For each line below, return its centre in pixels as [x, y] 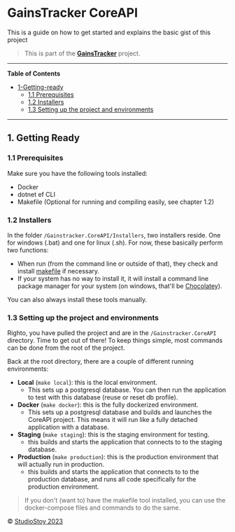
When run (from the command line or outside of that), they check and [117, 264]
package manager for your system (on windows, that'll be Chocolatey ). [120, 286]
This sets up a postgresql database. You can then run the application [127, 390]
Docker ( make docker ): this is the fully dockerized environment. [108, 405]
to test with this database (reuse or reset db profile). [103, 397]
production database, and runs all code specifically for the [112, 479]
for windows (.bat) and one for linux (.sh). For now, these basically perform [115, 243]
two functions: [28, 250]
